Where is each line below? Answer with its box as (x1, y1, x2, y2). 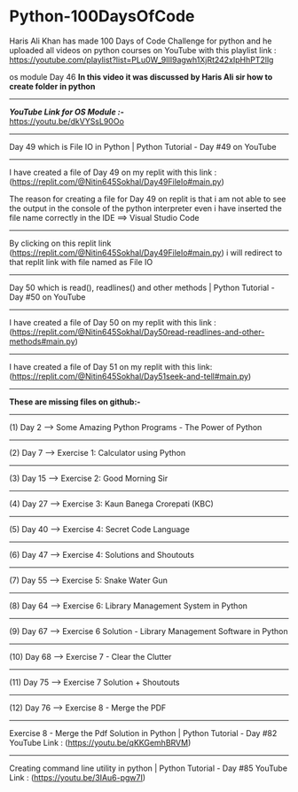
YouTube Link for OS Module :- (9, 106, 124, 117)
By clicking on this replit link (9, 238, 112, 248)
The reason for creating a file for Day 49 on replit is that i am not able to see (9, 193, 286, 204)
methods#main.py (9, 335, 75, 347)
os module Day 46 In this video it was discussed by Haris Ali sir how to (9, 71, 273, 82)
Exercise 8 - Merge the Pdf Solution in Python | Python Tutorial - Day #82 (9, 727, 278, 738)
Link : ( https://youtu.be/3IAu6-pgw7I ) (9, 772, 146, 782)
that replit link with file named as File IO (9, 256, 153, 267)
